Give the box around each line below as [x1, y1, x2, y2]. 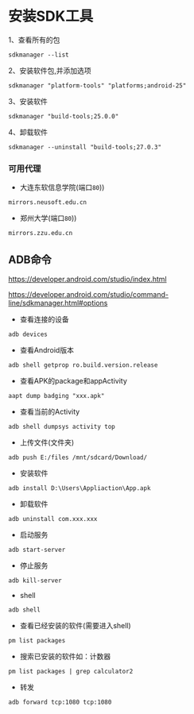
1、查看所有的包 [8, 35, 60, 44]
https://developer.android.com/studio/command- [8, 290, 169, 299]
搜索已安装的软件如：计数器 [19, 652, 111, 662]
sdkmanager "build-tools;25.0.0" [8, 112, 119, 120]
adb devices [8, 330, 48, 338]
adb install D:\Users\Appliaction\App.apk [8, 484, 151, 492]
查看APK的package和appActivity [19, 376, 127, 386]
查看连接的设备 [19, 315, 69, 324]
